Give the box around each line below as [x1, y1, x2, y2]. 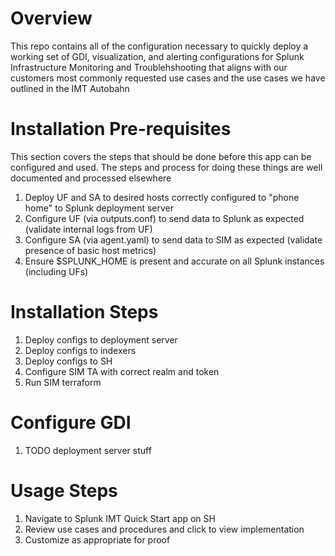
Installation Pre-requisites [10, 118, 232, 141]
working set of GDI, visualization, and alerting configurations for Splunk [10, 50, 305, 62]
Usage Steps [10, 479, 118, 502]
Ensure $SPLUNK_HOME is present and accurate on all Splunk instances [24, 255, 325, 267]
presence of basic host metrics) [24, 244, 157, 256]
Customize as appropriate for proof [24, 533, 171, 546]
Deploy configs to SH [24, 355, 113, 367]
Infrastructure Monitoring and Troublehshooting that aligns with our [10, 61, 288, 73]
